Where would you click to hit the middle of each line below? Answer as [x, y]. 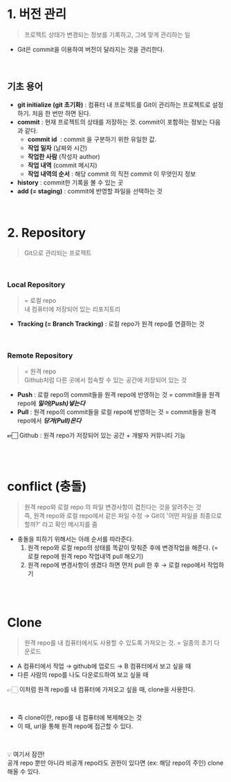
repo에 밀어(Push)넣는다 [51, 403]
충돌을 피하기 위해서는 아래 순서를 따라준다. [75, 539]
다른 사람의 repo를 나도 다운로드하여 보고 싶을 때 [83, 675]
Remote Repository [40, 355]
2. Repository [47, 233]
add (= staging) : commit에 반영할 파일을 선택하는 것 [90, 191]
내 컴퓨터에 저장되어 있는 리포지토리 [72, 309]
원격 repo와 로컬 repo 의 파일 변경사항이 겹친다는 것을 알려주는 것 [113, 507]
